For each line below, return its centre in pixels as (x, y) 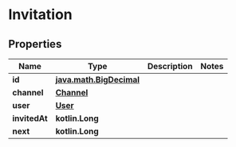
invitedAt (30, 118)
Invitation (41, 15)
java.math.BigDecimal (98, 79)
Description (170, 66)
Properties (35, 44)
